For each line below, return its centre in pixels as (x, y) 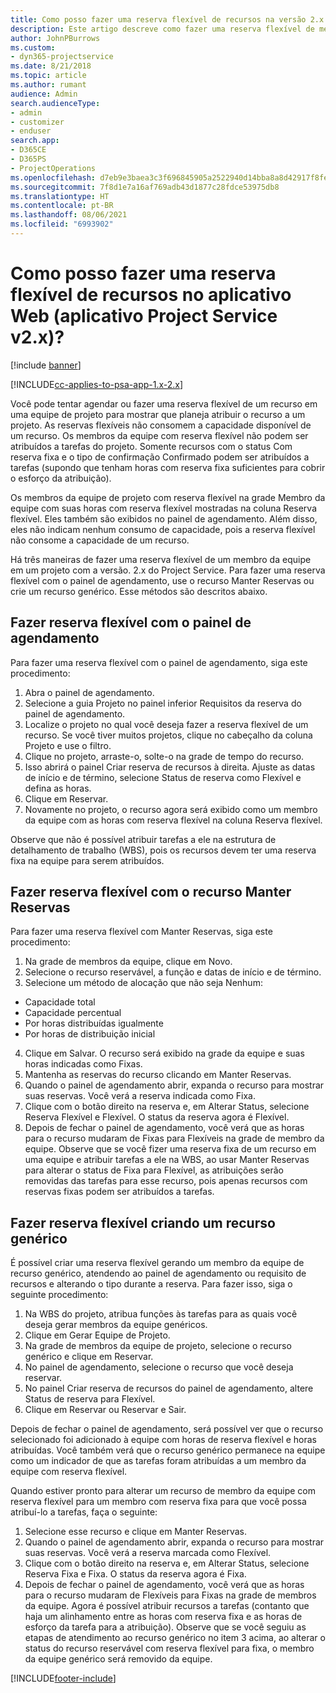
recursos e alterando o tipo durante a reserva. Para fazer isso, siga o (151, 1284)
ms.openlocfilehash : (53, 177)
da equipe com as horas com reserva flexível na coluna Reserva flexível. (173, 820)
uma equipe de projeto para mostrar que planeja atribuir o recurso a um (158, 414)
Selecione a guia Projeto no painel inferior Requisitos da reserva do (163, 703)
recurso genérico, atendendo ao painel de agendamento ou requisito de (158, 1273)
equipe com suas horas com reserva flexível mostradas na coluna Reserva (164, 508)
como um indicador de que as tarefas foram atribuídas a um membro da (158, 1461)
